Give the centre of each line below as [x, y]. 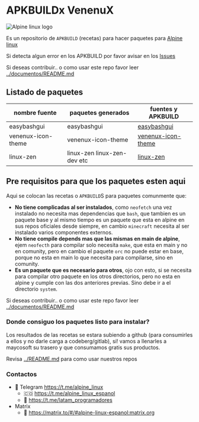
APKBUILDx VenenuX [60, 10]
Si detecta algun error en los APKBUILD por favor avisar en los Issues [91, 56]
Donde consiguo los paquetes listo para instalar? [78, 322]
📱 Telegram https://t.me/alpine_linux [59, 387]
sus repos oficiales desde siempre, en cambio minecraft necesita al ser [102, 226]
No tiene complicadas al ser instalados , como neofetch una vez [93, 207]
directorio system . [36, 289]
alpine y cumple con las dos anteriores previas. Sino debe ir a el [93, 282]
